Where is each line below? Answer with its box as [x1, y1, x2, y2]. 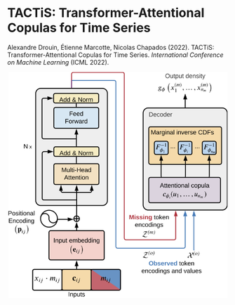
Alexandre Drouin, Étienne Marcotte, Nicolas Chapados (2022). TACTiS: [7, 43, 215, 51]
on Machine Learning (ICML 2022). [7, 58, 109, 66]
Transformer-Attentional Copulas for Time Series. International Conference [7, 51, 224, 59]
